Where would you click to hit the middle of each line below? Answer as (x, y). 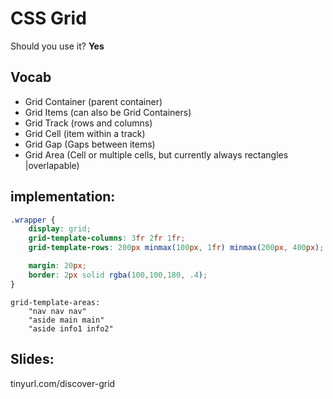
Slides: (32, 359)
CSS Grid (48, 18)
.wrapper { (33, 220)
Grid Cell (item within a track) (85, 133)
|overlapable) (52, 165)
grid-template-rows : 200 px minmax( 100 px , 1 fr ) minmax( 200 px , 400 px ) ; (176, 248)
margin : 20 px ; (57, 266)
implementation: (63, 197)
